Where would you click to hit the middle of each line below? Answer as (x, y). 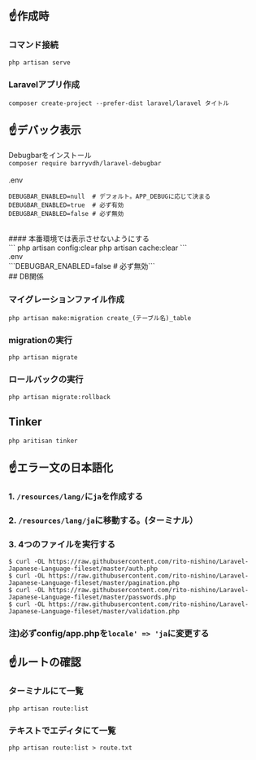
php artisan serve (39, 62)
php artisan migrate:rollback (60, 397)
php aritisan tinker (43, 441)
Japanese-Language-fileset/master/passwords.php (92, 597)
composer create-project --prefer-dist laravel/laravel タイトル (119, 103)
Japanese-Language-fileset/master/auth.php (83, 569)
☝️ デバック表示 (45, 130)
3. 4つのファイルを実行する (62, 544)
